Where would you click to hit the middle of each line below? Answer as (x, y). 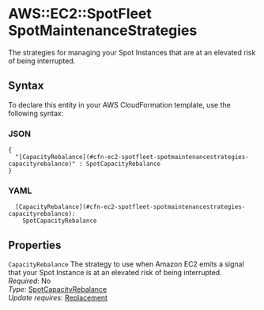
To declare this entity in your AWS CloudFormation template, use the (119, 104)
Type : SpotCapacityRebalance (58, 289)
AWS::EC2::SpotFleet (80, 14)
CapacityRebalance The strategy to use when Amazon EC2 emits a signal (126, 264)
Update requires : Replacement (58, 298)
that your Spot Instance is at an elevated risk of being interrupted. (115, 273)
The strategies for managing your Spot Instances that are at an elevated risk (132, 52)
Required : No (30, 281)
